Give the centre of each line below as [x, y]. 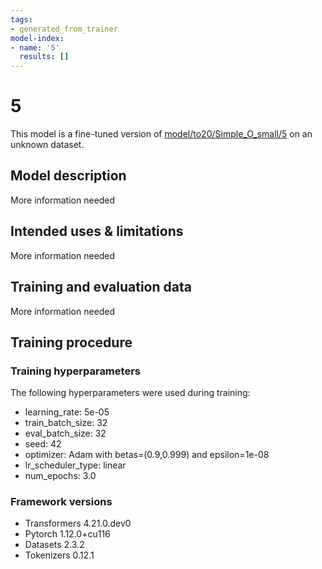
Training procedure [71, 342]
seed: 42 [43, 444]
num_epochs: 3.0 [60, 476]
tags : [21, 19]
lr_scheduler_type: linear [75, 465]
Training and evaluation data [101, 287]
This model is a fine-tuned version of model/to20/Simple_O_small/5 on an [161, 134]
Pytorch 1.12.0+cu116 [67, 534]
